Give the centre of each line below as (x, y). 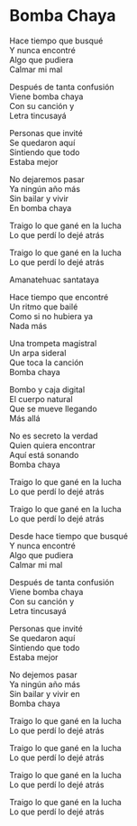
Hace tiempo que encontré (59, 297)
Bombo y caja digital (47, 390)
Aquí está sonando (44, 454)
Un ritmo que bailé (44, 307)
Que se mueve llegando (53, 408)
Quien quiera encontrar (53, 445)
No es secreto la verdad (54, 436)
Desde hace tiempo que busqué (69, 536)
